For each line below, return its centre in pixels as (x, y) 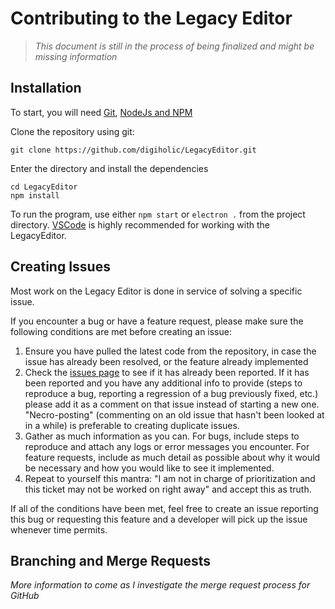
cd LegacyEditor (44, 187)
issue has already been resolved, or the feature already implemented (166, 361)
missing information (76, 56)
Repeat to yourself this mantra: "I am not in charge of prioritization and (170, 478)
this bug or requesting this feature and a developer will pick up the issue (159, 519)
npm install (35, 195)
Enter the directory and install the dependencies (109, 168)
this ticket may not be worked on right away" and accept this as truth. (168, 489)
